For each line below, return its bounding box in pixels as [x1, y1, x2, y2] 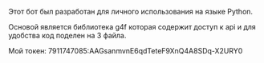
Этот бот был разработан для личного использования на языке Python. [8, 7, 254, 16]
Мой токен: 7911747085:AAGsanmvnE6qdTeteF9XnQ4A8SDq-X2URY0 [8, 46, 243, 55]
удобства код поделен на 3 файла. [8, 31, 127, 40]
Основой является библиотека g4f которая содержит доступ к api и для [8, 22, 257, 31]
